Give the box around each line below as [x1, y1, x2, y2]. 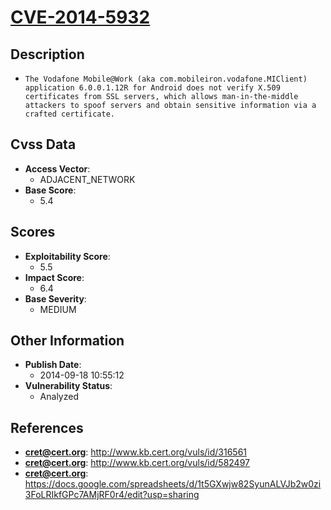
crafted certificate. [24, 109, 115, 119]
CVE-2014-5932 [10, 6, 151, 29]
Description [10, 46, 85, 63]
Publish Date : [24, 359, 82, 371]
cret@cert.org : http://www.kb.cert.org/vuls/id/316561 [24, 446, 248, 458]
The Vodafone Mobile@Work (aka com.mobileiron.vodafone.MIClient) [24, 74, 308, 84]
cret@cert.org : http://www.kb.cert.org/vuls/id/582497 [24, 457, 250, 469]
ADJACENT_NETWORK [39, 173, 136, 185]
